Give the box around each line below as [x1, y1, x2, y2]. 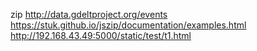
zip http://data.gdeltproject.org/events [10, 9, 168, 20]
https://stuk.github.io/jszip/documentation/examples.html [10, 19, 247, 31]
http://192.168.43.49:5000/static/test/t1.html [10, 30, 192, 41]
